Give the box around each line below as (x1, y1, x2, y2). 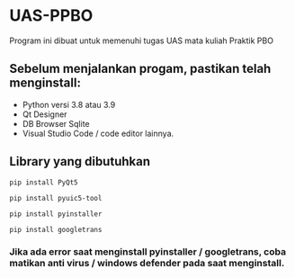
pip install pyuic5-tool (9, 193, 103, 202)
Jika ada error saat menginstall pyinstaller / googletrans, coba (9, 246, 286, 258)
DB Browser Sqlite (22, 118, 90, 129)
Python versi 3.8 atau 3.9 (22, 99, 116, 110)
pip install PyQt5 (9, 177, 78, 187)
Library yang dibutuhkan (9, 154, 151, 169)
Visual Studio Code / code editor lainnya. (22, 128, 174, 139)
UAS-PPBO (9, 5, 94, 26)
